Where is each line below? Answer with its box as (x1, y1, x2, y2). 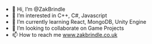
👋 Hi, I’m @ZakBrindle (11, 6, 66, 12)
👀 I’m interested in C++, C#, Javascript (11, 12, 107, 19)
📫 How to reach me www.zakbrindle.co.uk (11, 32, 118, 38)
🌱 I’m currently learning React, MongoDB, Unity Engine (11, 18, 147, 25)
